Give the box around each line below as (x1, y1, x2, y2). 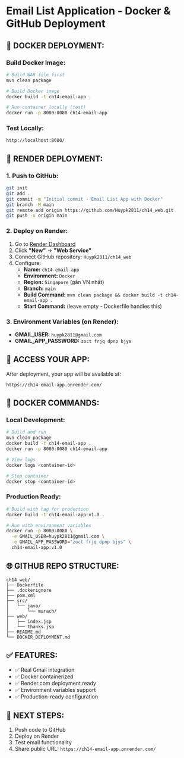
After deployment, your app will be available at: (6, 370, 122, 378)
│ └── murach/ (6, 608, 58, 614)
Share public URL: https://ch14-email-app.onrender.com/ (14, 745, 156, 753)
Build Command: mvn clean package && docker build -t (23, 291, 163, 298)
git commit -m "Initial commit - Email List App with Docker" (6, 196, 163, 202)
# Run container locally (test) (6, 104, 86, 111)
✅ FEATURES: (6, 650, 58, 660)
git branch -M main (6, 201, 55, 208)
